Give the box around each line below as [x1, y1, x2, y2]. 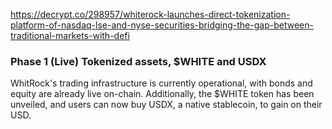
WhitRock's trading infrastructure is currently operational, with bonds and [10, 77, 313, 89]
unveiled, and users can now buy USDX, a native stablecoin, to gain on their [10, 99, 323, 111]
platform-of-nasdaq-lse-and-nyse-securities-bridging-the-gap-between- [10, 19, 314, 31]
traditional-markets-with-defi [10, 30, 130, 41]
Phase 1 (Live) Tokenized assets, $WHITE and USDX [10, 54, 267, 68]
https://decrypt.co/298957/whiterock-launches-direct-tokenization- [10, 9, 291, 20]
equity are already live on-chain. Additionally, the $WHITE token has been [10, 88, 315, 100]
